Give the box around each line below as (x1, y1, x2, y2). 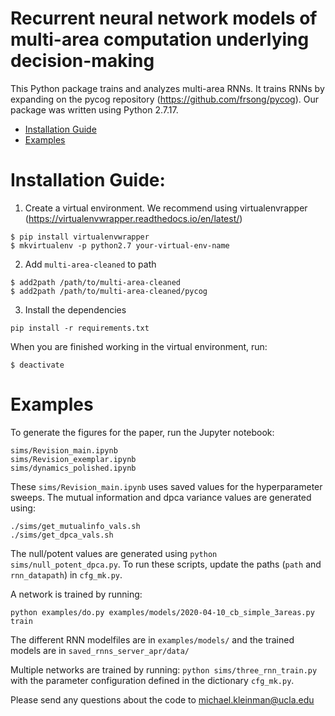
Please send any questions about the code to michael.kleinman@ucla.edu (10, 693, 315, 706)
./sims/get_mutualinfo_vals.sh (10, 521, 141, 531)
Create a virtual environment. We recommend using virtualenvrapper (24, 202, 308, 214)
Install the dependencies (24, 303, 127, 316)
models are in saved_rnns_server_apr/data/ (10, 644, 190, 656)
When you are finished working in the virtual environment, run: (10, 340, 268, 352)
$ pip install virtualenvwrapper (10, 232, 150, 242)
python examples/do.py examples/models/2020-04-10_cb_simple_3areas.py (10, 607, 315, 617)
